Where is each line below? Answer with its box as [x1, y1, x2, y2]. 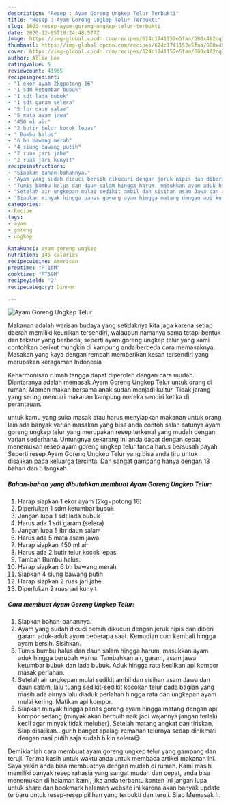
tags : [8, 214, 23, 221]
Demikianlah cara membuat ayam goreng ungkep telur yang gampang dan [8, 747, 216, 755]
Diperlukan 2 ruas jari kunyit [17, 585, 98, 593]
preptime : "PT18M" [8, 264, 60, 271]
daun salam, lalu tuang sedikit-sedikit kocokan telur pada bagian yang [17, 683, 214, 692]
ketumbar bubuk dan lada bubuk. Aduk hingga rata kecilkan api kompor [17, 662, 219, 670]
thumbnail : [8, 42, 39, 49]
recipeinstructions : [8, 162, 67, 170]
